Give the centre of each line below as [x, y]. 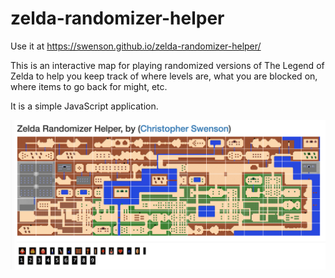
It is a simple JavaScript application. [84, 106]
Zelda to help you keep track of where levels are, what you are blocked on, [164, 76]
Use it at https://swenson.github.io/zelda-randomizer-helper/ [136, 46]
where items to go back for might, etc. [89, 86]
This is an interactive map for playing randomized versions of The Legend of [167, 65]
